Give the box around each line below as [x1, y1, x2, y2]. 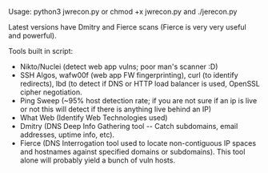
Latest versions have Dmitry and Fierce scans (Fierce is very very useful [8, 22, 246, 31]
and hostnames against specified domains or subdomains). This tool [19, 147, 246, 156]
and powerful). [8, 31, 58, 40]
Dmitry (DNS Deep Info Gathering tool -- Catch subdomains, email [19, 122, 238, 131]
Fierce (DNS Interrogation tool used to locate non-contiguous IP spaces [19, 139, 257, 147]
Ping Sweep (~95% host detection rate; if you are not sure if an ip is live [19, 96, 258, 105]
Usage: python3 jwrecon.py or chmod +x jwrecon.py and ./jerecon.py [8, 7, 238, 16]
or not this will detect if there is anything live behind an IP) [19, 104, 212, 114]
